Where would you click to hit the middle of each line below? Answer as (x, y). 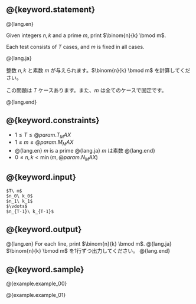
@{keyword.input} (41, 177)
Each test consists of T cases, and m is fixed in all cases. (75, 47)
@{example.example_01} (36, 295)
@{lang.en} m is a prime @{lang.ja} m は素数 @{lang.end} (85, 151)
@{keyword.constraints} (53, 120)
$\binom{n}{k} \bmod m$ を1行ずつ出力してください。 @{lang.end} (88, 250)
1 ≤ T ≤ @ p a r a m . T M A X (43, 135)
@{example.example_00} (37, 284)
